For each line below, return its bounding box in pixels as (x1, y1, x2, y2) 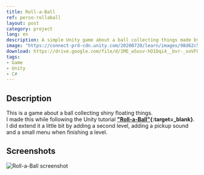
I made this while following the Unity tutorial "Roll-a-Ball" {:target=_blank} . (6, 116, 195, 123)
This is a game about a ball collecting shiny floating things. (6, 110, 153, 117)
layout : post (6, 20, 39, 26)
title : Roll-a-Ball (6, 8, 56, 15)
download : (6, 48, 32, 54)
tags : (6, 54, 20, 60)
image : (6, 43, 23, 49)
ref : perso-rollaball (6, 15, 61, 21)
